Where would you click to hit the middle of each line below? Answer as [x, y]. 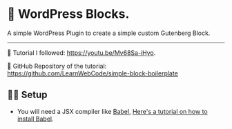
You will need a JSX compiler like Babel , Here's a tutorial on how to [113, 111]
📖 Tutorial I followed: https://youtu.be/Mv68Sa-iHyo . [81, 52]
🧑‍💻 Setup [27, 95]
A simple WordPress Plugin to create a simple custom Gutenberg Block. [109, 33]
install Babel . [35, 119]
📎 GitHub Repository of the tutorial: [57, 66]
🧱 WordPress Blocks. [68, 14]
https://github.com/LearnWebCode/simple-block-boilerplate [93, 73]
